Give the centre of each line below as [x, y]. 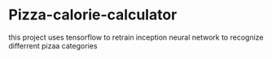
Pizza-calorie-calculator [93, 15]
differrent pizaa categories [53, 45]
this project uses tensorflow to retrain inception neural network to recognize [136, 37]
